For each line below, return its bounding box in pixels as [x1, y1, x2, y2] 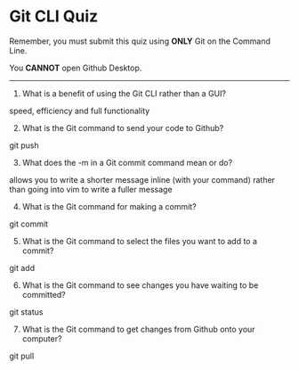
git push [9, 140, 40, 151]
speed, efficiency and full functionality [9, 105, 150, 116]
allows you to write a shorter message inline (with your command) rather [9, 174, 276, 185]
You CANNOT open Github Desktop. [9, 62, 142, 73]
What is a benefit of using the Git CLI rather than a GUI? [21, 87, 227, 99]
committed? [21, 289, 67, 300]
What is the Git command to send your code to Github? [21, 122, 224, 133]
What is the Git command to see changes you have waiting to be [21, 279, 259, 291]
